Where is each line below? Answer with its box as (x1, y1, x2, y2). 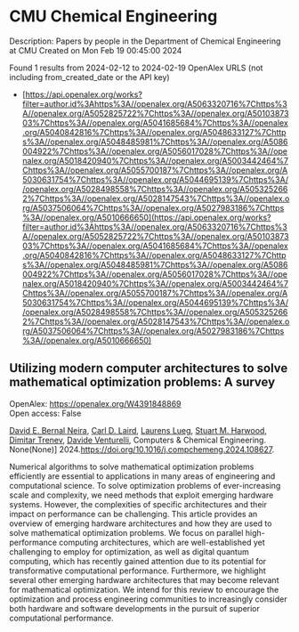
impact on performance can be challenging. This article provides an (9, 508, 258, 519)
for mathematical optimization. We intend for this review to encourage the (9, 584, 279, 595)
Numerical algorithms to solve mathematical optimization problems (9, 461, 255, 472)
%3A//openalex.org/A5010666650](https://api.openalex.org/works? (21, 212, 271, 223)
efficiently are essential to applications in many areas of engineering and (9, 470, 276, 482)
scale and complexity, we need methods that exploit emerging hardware (9, 490, 274, 500)
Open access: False (9, 408, 82, 418)
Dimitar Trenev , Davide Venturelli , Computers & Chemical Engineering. (9, 434, 267, 445)
